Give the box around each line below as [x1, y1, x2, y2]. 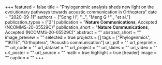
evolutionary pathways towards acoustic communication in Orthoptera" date [5, 9, 157, 15]
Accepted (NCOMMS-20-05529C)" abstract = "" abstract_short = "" [5, 30, 141, 35]
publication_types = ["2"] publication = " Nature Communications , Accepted [5, 19, 157, 25]
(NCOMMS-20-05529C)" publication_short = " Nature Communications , [5, 24, 149, 30]
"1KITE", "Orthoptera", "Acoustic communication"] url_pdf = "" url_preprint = [5, 40, 157, 45]
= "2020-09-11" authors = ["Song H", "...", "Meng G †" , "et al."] [5, 14, 131, 20]
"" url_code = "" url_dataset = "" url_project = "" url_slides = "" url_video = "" [5, 45, 158, 50]
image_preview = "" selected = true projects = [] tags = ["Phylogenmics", [5, 34, 151, 40]
